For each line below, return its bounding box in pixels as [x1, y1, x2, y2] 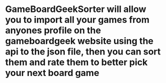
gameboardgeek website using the [5, 35, 154, 47]
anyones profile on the [5, 25, 102, 36]
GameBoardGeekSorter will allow [5, 3, 147, 15]
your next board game [5, 67, 100, 78]
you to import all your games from [5, 14, 150, 25]
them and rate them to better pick [5, 56, 148, 68]
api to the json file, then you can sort [5, 46, 161, 57]
